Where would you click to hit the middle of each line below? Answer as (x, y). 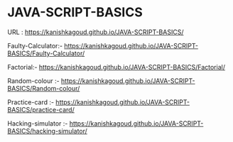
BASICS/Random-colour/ (44, 88)
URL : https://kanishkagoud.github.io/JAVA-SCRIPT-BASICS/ (96, 32)
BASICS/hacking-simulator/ (47, 131)
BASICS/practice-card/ (41, 109)
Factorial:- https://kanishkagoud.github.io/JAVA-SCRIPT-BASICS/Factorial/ (116, 67)
